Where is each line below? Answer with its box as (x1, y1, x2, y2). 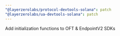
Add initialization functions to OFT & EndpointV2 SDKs (5, 25, 116, 31)
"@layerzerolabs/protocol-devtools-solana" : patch (5, 7, 112, 12)
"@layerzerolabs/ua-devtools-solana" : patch (5, 12, 98, 17)
